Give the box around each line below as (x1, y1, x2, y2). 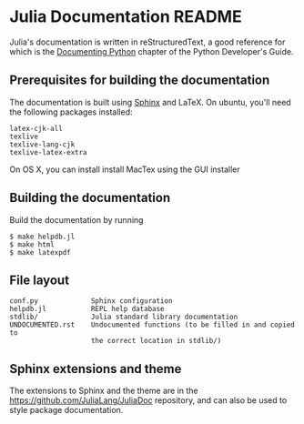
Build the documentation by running (9, 214, 144, 225)
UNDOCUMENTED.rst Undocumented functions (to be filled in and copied (9, 320, 296, 329)
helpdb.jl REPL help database (9, 305, 166, 314)
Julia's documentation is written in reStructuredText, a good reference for (9, 36, 286, 47)
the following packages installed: (9, 106, 133, 117)
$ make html (9, 239, 55, 249)
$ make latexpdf (9, 247, 71, 257)
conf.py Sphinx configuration (9, 297, 173, 306)
